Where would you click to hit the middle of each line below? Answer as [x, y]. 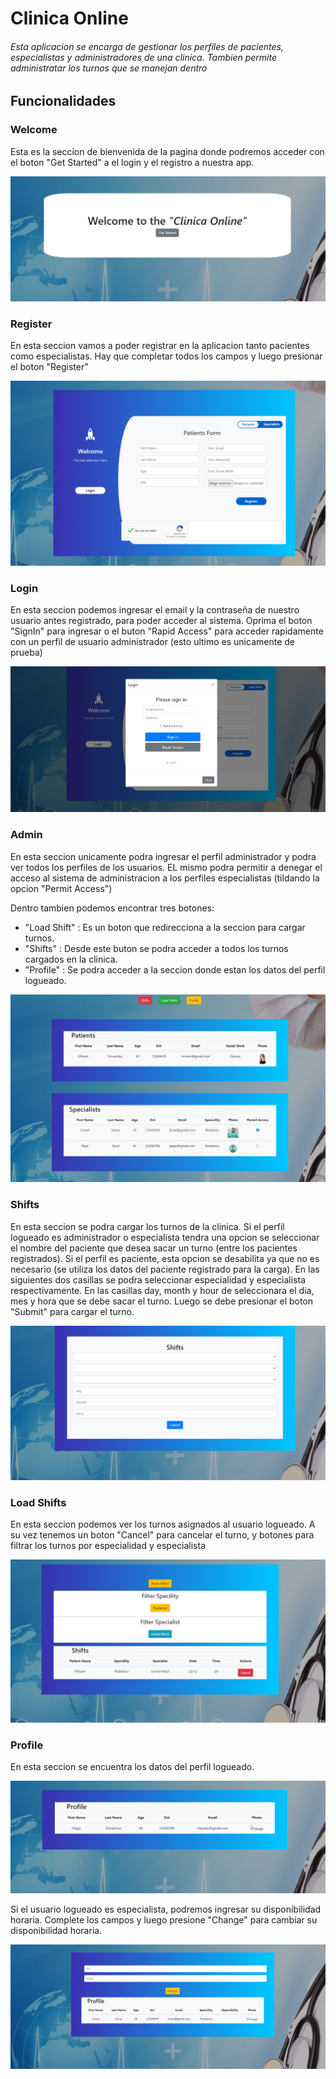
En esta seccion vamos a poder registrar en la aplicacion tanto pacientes [160, 346]
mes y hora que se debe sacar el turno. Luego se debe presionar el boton [162, 1301]
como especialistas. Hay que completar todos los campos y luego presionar [166, 356]
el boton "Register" [49, 367]
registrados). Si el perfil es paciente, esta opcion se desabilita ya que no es [165, 1258]
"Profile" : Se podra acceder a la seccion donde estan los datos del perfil [175, 969]
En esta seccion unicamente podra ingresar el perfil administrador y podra [163, 856]
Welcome [34, 130]
